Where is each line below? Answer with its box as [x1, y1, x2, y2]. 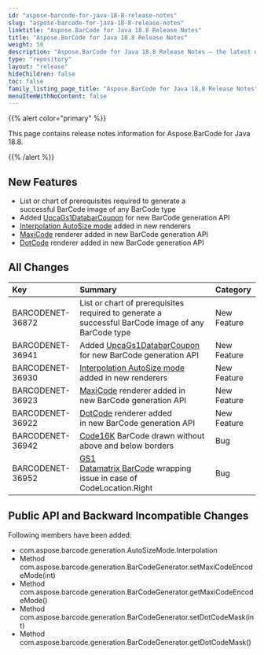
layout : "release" [8, 63, 68, 71]
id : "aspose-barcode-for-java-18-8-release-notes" [8, 11, 178, 20]
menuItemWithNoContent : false [8, 92, 108, 100]
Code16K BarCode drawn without [79, 430, 205, 441]
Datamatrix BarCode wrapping [79, 462, 192, 473]
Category [214, 284, 251, 295]
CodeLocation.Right [79, 482, 153, 493]
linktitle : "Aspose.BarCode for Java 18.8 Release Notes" [8, 26, 202, 34]
